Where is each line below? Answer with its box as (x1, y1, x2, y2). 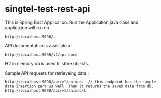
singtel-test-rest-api (5, 3, 90, 15)
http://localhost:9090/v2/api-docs (5, 52, 78, 57)
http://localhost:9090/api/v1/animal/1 (5, 88, 86, 93)
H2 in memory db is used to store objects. (5, 60, 89, 66)
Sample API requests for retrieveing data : (5, 70, 89, 76)
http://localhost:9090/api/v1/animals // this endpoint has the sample (5, 79, 156, 84)
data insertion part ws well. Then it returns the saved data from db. (5, 84, 154, 89)
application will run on (5, 24, 50, 30)
